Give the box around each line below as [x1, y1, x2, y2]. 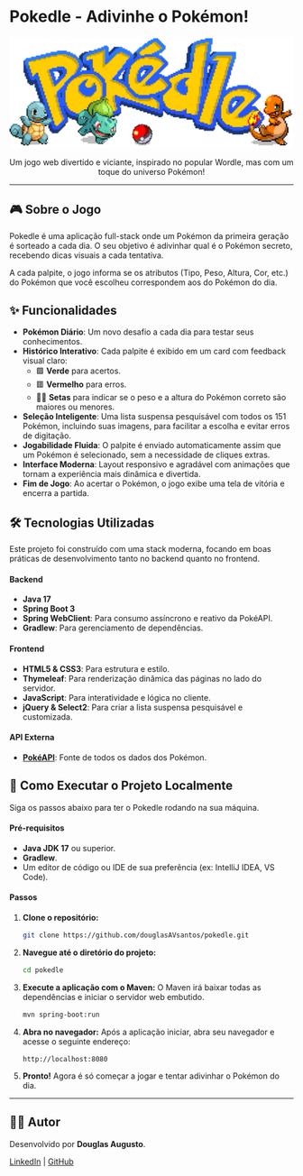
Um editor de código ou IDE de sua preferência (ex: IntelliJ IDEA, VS [22, 861, 275, 872]
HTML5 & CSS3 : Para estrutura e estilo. [22, 663, 170, 674]
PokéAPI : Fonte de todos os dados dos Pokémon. [22, 751, 207, 763]
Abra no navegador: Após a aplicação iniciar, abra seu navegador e [22, 1026, 275, 1037]
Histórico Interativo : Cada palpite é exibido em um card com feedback [22, 345, 287, 357]
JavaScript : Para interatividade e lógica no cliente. [22, 692, 211, 703]
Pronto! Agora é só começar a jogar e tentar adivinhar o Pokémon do [22, 1070, 280, 1081]
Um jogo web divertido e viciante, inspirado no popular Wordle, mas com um [9, 156, 294, 168]
